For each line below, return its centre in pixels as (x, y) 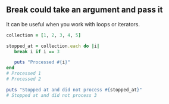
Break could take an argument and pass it (84, 10)
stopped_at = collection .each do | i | (53, 46)
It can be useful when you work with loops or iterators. (73, 24)
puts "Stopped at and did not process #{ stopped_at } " (74, 90)
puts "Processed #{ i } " (42, 62)
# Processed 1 (24, 74)
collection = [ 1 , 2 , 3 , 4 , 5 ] (44, 35)
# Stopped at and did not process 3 (51, 95)
